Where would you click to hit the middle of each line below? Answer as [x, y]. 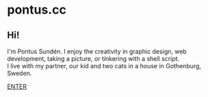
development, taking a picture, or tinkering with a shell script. [93, 59]
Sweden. [19, 73]
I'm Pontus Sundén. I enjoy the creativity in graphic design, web [97, 51]
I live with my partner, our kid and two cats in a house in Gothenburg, [104, 66]
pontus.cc [37, 10]
